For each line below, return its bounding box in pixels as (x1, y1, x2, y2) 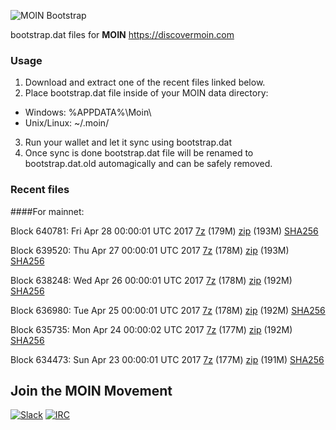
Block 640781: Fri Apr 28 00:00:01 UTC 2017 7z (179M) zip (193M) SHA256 (10, 225, 319, 237)
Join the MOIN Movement (10, 382, 173, 399)
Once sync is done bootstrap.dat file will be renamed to (24, 147, 254, 159)
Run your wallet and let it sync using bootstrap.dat (24, 136, 233, 149)
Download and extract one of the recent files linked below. (24, 76, 266, 89)
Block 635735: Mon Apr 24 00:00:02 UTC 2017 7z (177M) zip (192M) (10, 323, 293, 335)
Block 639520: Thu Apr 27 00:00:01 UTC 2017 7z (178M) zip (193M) (10, 244, 290, 256)
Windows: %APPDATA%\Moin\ (24, 106, 152, 119)
